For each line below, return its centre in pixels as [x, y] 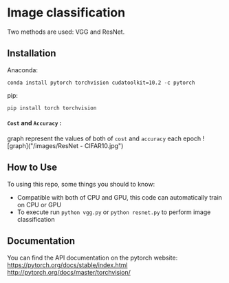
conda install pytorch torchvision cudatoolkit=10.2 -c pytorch [101, 83]
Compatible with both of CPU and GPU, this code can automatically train [119, 197]
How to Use [32, 168]
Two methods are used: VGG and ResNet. [66, 32]
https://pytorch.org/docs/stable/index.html [67, 265]
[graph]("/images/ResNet [43, 145]
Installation [32, 53]
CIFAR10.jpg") [104, 145]
